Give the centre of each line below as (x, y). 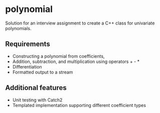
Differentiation (27, 66)
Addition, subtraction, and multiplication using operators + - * (76, 61)
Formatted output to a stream (43, 72)
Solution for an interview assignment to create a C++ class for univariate (80, 23)
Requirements (28, 44)
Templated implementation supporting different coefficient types (79, 105)
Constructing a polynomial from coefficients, (58, 56)
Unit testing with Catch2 (37, 100)
